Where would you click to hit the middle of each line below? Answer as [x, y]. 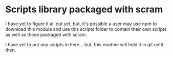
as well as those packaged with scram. [46, 34]
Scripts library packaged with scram [84, 9]
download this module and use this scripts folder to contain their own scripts [86, 29]
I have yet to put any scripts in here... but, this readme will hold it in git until [84, 44]
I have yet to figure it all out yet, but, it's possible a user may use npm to [81, 24]
